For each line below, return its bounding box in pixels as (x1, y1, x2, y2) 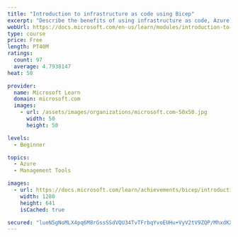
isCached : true (20, 206, 65, 213)
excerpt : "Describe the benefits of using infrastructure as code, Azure (7, 17, 230, 24)
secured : (7, 219, 33, 226)
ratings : (7, 50, 33, 57)
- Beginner (13, 141, 46, 149)
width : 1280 (20, 192, 55, 200)
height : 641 (20, 200, 55, 207)
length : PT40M (7, 43, 50, 50)
